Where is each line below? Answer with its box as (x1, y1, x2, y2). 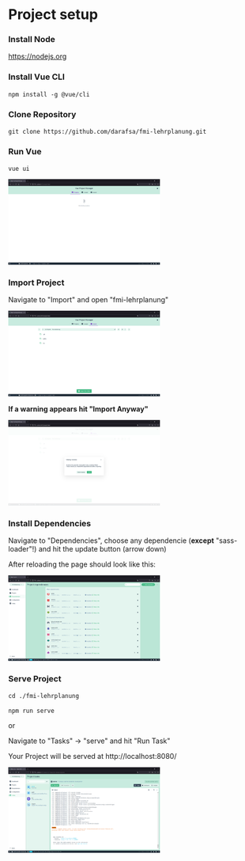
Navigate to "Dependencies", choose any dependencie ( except (8, 536, 215, 545)
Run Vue (8, 146, 42, 157)
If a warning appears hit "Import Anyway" (8, 404, 149, 414)
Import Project (8, 277, 65, 288)
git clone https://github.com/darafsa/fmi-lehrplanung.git (8, 128, 207, 136)
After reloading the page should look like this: (8, 559, 156, 569)
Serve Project (8, 673, 62, 685)
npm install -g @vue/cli (8, 90, 90, 98)
